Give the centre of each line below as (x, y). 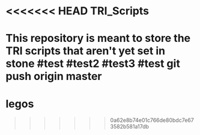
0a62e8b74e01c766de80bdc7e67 (152, 120)
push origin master (54, 76)
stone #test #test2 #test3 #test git (93, 64)
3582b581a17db (130, 127)
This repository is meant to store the (98, 39)
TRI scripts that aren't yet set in (86, 51)
